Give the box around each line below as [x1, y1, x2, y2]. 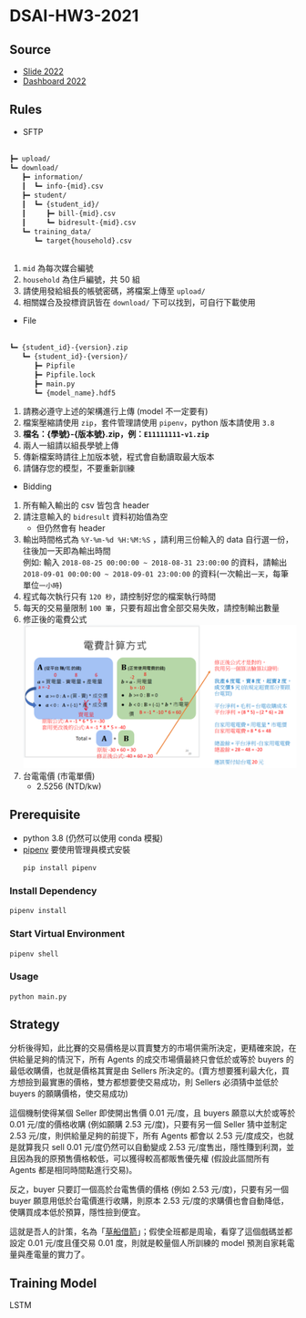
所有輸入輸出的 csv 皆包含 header [22, 499, 150, 511]
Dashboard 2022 [22, 76, 87, 87]
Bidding [22, 481, 52, 492]
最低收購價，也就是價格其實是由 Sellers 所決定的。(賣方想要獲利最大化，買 [9, 1064, 290, 1076]
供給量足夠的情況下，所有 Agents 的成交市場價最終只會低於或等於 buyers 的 [9, 1053, 294, 1064]
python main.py [9, 991, 67, 1001]
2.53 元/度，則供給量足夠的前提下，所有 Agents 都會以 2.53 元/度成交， [9, 1130, 278, 1141]
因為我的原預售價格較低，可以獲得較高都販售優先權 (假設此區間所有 [16, 1153, 270, 1164]
